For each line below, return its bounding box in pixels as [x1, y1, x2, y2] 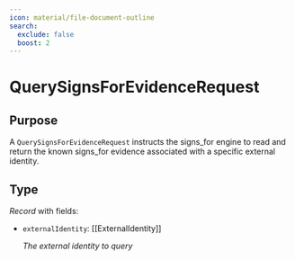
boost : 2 [17, 38, 50, 48]
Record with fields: [9, 206, 79, 217]
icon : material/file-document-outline [9, 13, 155, 22]
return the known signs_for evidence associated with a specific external [9, 146, 276, 157]
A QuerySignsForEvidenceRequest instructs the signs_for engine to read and [9, 137, 286, 148]
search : [9, 22, 39, 31]
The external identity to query [22, 240, 133, 252]
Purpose [9, 112, 58, 128]
